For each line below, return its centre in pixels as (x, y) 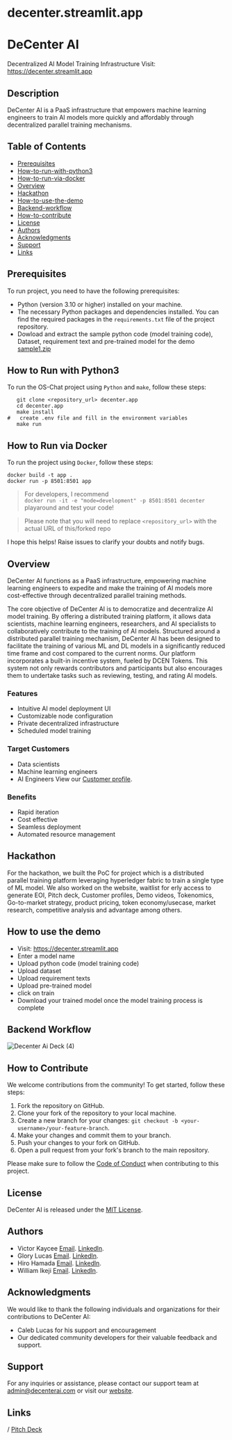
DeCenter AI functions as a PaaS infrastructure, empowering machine (107, 580)
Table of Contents (47, 147)
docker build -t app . (40, 475)
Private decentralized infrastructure (68, 723)
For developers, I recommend (66, 494)
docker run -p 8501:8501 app (49, 482)
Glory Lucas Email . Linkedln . (58, 1256)
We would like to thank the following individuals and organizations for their (114, 1309)
